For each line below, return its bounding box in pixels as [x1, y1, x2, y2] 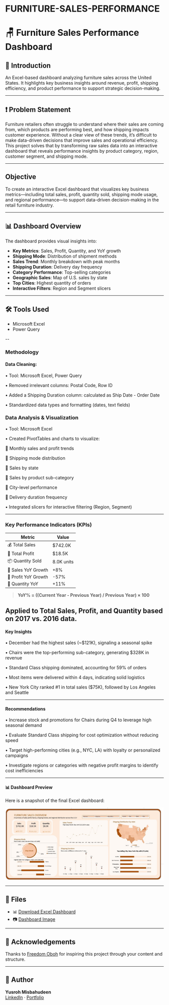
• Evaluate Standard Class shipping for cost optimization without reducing [5, 732, 158, 738]
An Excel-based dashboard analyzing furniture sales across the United [5, 75, 152, 81]
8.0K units [52, 558, 74, 564]
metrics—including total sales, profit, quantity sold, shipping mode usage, [5, 191, 158, 197]
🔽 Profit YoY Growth [7, 574, 49, 580]
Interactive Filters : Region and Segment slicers [12, 285, 111, 291]
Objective [5, 172, 37, 181]
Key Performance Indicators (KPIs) [5, 521, 92, 528]
